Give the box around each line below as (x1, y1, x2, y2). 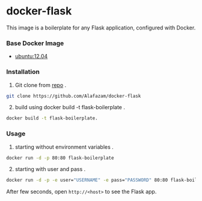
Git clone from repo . (14, 81, 67, 88)
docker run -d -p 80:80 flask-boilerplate (6, 155, 114, 161)
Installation (6, 68, 40, 76)
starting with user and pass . (14, 166, 86, 173)
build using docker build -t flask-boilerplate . (14, 104, 125, 111)
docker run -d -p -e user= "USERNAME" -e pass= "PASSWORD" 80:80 (6, 177, 168, 184)
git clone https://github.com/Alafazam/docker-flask (6, 93, 141, 99)
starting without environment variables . (14, 143, 114, 151)
